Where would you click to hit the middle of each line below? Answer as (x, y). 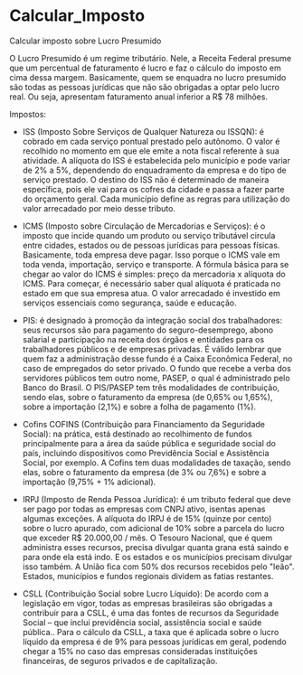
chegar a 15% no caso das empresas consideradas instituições (140, 651)
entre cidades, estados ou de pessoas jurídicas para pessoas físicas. (151, 245)
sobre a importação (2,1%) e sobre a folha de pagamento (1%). (139, 407)
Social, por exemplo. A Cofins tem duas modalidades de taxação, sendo (156, 463)
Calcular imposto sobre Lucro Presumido (85, 41)
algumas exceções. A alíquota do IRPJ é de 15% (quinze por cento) (147, 518)
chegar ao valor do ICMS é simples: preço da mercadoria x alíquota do (154, 274)
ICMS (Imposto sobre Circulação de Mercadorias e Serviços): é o (144, 226)
